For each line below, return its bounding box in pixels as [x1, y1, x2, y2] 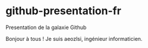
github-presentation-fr [5, 4, 121, 18]
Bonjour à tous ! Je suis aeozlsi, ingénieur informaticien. [5, 35, 143, 42]
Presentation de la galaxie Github [5, 24, 87, 31]
